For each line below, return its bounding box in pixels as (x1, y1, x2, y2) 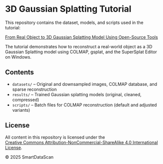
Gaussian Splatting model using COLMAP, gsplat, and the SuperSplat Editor (5, 49, 158, 55)
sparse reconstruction (12, 86, 57, 92)
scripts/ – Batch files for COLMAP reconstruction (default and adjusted (12, 102, 157, 108)
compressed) (12, 97, 39, 102)
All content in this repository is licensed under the (5, 134, 105, 140)
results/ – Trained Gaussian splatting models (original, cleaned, (12, 91, 142, 97)
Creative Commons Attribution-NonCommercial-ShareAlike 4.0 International (5, 139, 158, 145)
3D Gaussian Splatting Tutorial (5, 3, 132, 15)
